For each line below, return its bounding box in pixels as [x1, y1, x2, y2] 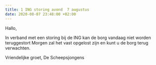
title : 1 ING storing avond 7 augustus [5, 7, 90, 12]
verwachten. [5, 45, 31, 51]
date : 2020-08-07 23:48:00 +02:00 [5, 12, 77, 17]
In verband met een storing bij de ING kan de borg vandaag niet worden [5, 35, 152, 41]
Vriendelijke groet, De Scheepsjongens [5, 54, 85, 60]
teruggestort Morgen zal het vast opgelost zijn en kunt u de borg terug [5, 40, 149, 45]
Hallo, [5, 25, 17, 31]
